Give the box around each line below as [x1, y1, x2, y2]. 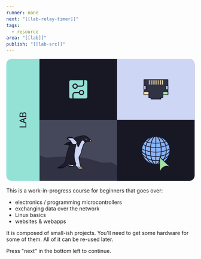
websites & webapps [14, 218, 66, 225]
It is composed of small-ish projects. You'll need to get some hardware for [6, 230, 189, 237]
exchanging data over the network [14, 205, 100, 212]
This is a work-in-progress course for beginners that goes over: [6, 187, 163, 194]
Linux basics [14, 212, 46, 219]
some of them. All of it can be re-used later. [6, 236, 114, 243]
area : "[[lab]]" [6, 35, 47, 41]
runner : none [6, 10, 39, 16]
